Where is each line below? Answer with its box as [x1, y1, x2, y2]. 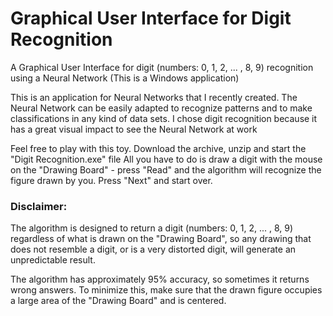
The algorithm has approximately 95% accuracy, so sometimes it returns [10, 273, 310, 286]
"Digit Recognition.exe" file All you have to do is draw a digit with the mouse [10, 153, 323, 165]
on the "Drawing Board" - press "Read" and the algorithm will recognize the [10, 163, 322, 176]
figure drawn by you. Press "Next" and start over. [10, 174, 213, 186]
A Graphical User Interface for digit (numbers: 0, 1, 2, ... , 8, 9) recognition [10, 61, 314, 73]
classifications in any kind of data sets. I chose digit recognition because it [10, 112, 318, 124]
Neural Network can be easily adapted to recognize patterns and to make [10, 102, 313, 114]
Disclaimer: [10, 199, 68, 213]
